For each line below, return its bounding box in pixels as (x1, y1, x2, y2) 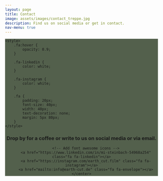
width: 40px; (22, 107, 49, 112)
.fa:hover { (14, 43, 38, 48)
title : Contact (5, 12, 36, 17)
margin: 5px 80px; (22, 115, 60, 120)
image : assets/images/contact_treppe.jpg (5, 16, 90, 21)
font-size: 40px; (22, 103, 57, 108)
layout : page (5, 7, 32, 12)
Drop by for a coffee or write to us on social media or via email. (6, 135, 157, 142)
